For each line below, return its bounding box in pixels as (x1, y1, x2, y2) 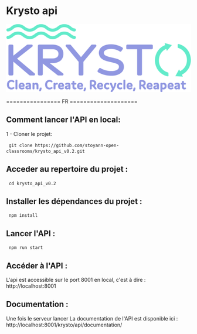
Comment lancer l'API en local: (6, 115, 121, 125)
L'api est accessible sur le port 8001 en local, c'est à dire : (6, 277, 146, 284)
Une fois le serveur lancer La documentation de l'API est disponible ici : (6, 315, 178, 322)
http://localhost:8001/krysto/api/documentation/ (6, 321, 123, 328)
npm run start (8, 245, 43, 251)
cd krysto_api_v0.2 (8, 180, 57, 186)
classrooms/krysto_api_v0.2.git (6, 148, 85, 154)
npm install (8, 213, 38, 219)
